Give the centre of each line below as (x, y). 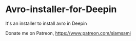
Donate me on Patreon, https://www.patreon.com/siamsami (68, 33)
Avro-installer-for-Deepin (61, 9)
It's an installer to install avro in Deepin (46, 23)
